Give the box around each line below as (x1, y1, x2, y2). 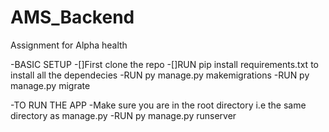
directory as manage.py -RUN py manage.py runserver (10, 109, 237, 121)
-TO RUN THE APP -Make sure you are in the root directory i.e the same (10, 99, 307, 111)
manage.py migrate (10, 79, 91, 91)
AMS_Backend (10, 6, 135, 29)
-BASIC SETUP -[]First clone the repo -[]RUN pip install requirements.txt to (10, 58, 319, 70)
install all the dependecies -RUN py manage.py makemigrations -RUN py (10, 69, 310, 81)
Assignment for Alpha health (10, 39, 128, 51)
